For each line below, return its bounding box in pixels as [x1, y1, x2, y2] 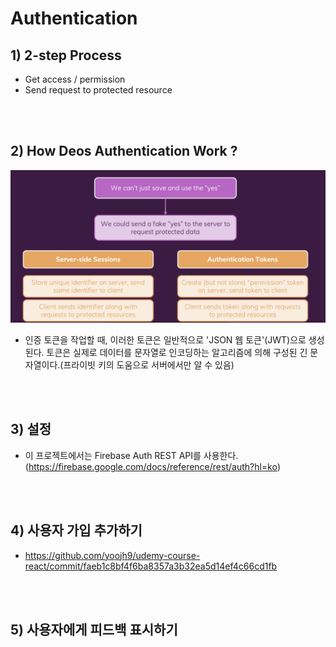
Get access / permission [24, 73, 126, 85]
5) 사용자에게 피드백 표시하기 [10, 621, 178, 638]
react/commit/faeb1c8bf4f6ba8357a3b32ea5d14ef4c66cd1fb [24, 560, 278, 572]
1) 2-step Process [10, 47, 122, 64]
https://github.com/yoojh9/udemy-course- [24, 549, 201, 561]
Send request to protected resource [24, 84, 173, 96]
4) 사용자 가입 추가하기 [10, 522, 143, 539]
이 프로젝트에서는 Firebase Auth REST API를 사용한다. [24, 449, 239, 461]
